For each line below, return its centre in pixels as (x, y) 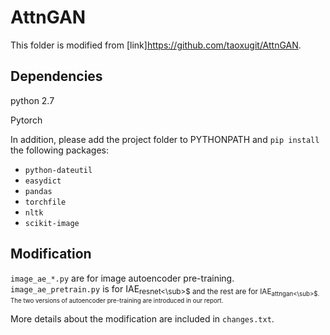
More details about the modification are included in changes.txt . (142, 318)
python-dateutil (58, 170)
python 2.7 (32, 100)
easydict (43, 181)
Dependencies (56, 76)
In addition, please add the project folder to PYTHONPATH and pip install (165, 139)
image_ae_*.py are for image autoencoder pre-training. (122, 278)
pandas (38, 191)
